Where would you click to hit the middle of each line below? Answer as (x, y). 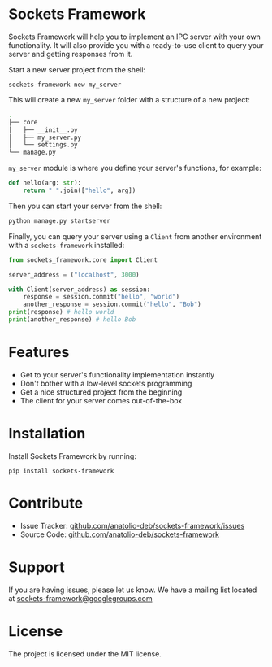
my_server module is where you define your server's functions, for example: (135, 168)
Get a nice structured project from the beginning (101, 392)
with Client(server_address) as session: (80, 290)
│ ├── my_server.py (45, 137)
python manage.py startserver (60, 220)
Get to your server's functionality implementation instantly (117, 374)
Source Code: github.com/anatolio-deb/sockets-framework (119, 534)
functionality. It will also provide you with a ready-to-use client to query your (136, 45)
